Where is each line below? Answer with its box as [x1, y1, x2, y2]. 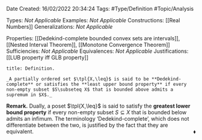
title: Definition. [6, 65, 55, 72]
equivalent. [6, 128, 34, 135]
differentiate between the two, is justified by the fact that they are [6, 121, 168, 129]
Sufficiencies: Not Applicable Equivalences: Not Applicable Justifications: [6, 47, 189, 55]
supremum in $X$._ [6, 92, 52, 98]
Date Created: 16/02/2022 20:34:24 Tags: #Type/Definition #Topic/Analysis [6, 5, 194, 12]
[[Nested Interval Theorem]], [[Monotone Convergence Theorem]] [6, 41, 170, 48]
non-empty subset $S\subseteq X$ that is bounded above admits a [6, 87, 173, 93]
